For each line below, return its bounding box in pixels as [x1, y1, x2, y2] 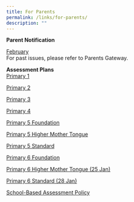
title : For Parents [6, 8, 56, 15]
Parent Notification [6, 37, 56, 44]
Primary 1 [6, 73, 30, 80]
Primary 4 [6, 108, 31, 115]
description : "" [6, 20, 47, 26]
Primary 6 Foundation [6, 154, 60, 161]
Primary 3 [6, 96, 31, 103]
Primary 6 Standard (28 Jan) [6, 177, 77, 185]
